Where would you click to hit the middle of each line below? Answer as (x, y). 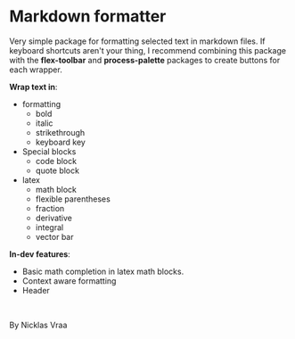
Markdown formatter (88, 17)
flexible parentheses (73, 199)
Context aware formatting (69, 281)
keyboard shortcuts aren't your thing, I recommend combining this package (148, 50)
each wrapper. (36, 70)
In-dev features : (40, 254)
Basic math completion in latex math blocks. (103, 271)
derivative (54, 218)
